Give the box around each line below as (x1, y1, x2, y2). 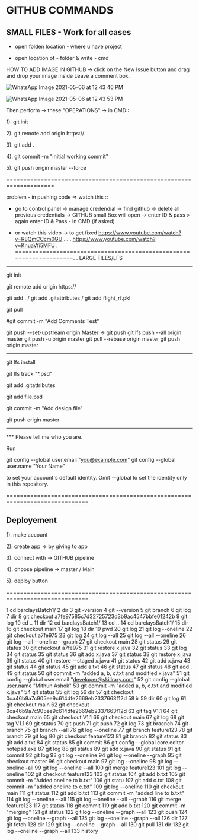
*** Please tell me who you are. (6, 433, 83, 440)
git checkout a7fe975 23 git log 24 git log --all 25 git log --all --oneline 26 (6, 632, 187, 639)
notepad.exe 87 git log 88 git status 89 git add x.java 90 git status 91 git (6, 745, 181, 752)
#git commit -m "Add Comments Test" (6, 318, 99, 324)
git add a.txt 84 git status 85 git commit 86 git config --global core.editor (6, 738, 184, 746)
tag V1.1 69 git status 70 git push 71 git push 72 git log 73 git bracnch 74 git (6, 719, 188, 727)
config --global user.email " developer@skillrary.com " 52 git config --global (6, 676, 190, 683)
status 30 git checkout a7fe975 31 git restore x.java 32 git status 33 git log (6, 644, 187, 651)
